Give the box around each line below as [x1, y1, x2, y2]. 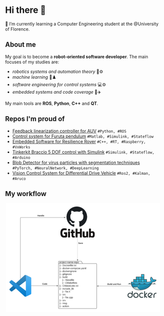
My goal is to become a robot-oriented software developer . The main [5, 53, 148, 59]
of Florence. [5, 26, 30, 32]
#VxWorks [12, 145, 31, 150]
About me [5, 41, 36, 49]
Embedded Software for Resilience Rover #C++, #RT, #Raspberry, [12, 138, 146, 144]
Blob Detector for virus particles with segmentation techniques [12, 159, 140, 165]
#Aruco [12, 176, 26, 181]
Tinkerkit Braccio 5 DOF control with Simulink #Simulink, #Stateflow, [12, 149, 155, 155]
